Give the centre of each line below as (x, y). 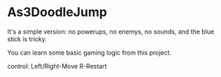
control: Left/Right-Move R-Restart (57, 66)
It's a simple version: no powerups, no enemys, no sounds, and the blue (111, 31)
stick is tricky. (27, 38)
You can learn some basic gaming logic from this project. (90, 52)
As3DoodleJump (57, 12)
